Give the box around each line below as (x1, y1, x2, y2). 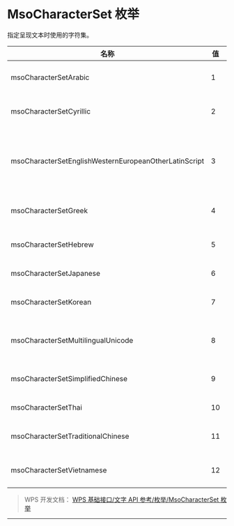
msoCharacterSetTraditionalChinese (10, 431, 130, 441)
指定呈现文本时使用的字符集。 (7, 31, 93, 39)
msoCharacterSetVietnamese (10, 465, 107, 474)
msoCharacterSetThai (10, 402, 82, 412)
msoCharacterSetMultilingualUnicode (10, 335, 134, 345)
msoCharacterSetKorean (10, 297, 92, 307)
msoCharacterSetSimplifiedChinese (10, 373, 127, 383)
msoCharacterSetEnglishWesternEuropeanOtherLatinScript (10, 156, 204, 166)
